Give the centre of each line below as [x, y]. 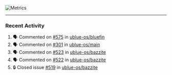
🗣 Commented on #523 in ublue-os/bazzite [59, 52]
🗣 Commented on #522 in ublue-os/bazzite [59, 60]
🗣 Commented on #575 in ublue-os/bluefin [59, 37]
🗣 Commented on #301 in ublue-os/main [56, 45]
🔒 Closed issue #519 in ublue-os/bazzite [55, 67]
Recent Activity [25, 25]
